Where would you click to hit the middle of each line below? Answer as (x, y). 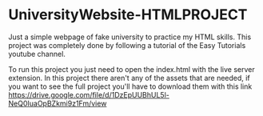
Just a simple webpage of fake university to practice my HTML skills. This (130, 37)
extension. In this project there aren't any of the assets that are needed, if (129, 78)
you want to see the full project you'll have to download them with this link (130, 86)
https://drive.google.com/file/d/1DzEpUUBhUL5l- (89, 94)
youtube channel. (37, 54)
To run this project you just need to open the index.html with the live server (131, 69)
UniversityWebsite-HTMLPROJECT (128, 15)
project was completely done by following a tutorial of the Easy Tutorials (127, 45)
